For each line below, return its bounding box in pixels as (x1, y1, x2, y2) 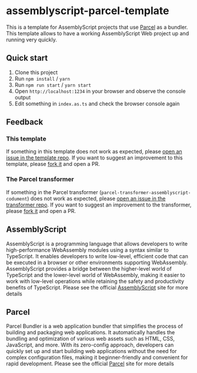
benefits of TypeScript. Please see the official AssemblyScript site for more (6, 284, 188, 291)
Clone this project (14, 69, 58, 76)
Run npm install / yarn (14, 75, 71, 82)
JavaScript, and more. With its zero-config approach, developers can (6, 341, 174, 348)
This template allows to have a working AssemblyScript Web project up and (6, 29, 189, 36)
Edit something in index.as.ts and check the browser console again (14, 100, 180, 107)
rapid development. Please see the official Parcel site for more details (6, 360, 175, 367)
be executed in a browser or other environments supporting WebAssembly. (6, 259, 188, 266)
